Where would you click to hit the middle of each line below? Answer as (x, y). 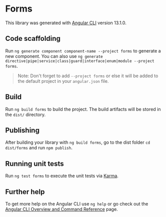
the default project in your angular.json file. (63, 81)
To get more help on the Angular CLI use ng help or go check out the (77, 204)
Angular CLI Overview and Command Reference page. (62, 209)
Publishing (22, 130)
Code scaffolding (33, 39)
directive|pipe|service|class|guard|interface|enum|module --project (80, 61)
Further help (25, 192)
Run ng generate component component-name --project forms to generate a (83, 50)
